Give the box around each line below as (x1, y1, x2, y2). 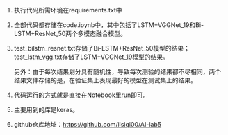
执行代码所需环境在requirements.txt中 (13, 6, 123, 14)
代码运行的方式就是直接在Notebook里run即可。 (13, 91, 149, 99)
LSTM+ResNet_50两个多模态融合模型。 (13, 30, 127, 37)
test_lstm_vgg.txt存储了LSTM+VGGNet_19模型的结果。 (13, 53, 169, 61)
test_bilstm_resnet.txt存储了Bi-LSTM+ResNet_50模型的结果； (13, 44, 190, 52)
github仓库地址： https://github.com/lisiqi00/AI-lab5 (13, 120, 162, 128)
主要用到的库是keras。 (13, 106, 79, 114)
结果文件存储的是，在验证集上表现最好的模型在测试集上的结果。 (13, 76, 197, 84)
